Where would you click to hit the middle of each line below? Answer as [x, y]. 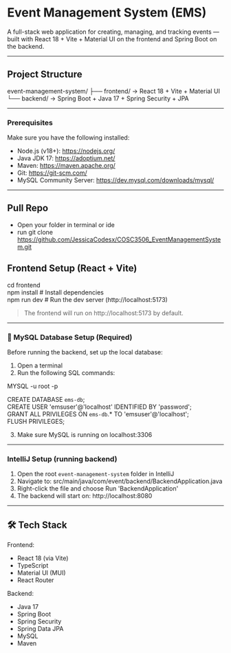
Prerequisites [30, 122]
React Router [35, 580]
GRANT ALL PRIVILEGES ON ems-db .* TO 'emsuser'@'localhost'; [98, 414]
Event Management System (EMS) [107, 13]
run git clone [35, 232]
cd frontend [24, 285]
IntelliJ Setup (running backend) [62, 459]
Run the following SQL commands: [66, 372]
